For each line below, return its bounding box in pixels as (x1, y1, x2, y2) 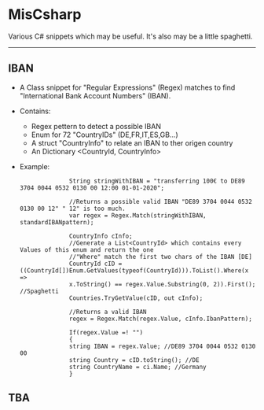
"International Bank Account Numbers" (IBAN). (19, 90, 171, 100)
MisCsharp (8, 6, 82, 24)
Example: (19, 161, 50, 171)
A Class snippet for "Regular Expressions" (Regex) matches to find (19, 83, 236, 92)
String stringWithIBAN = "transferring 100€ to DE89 (69, 177, 245, 185)
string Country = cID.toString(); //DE (69, 356, 200, 364)
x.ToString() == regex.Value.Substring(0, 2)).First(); (69, 280, 256, 288)
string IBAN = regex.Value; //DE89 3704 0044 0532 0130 (69, 342, 256, 350)
